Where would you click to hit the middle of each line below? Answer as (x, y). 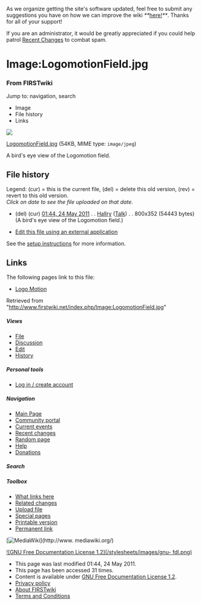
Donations (28, 453)
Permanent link (34, 529)
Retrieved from (25, 301)
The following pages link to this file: (51, 277)
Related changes (36, 503)
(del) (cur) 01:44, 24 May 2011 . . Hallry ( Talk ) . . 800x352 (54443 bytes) (105, 214)
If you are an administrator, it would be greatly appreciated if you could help (101, 33)
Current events (34, 427)
